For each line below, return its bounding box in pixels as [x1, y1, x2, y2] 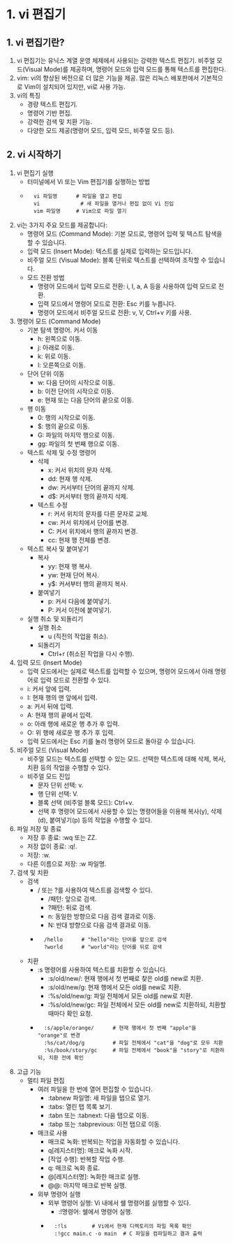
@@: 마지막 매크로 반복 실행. [47, 1181, 127, 1189]
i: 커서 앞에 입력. [27, 684, 72, 693]
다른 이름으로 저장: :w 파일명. [27, 859, 107, 868]
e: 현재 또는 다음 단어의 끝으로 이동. [37, 396, 134, 404]
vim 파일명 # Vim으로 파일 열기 [33, 207, 127, 214]
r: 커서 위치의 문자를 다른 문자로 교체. [47, 509, 149, 518]
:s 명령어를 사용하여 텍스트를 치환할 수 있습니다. [37, 965, 168, 974]
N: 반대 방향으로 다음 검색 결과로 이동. [47, 921, 151, 929]
